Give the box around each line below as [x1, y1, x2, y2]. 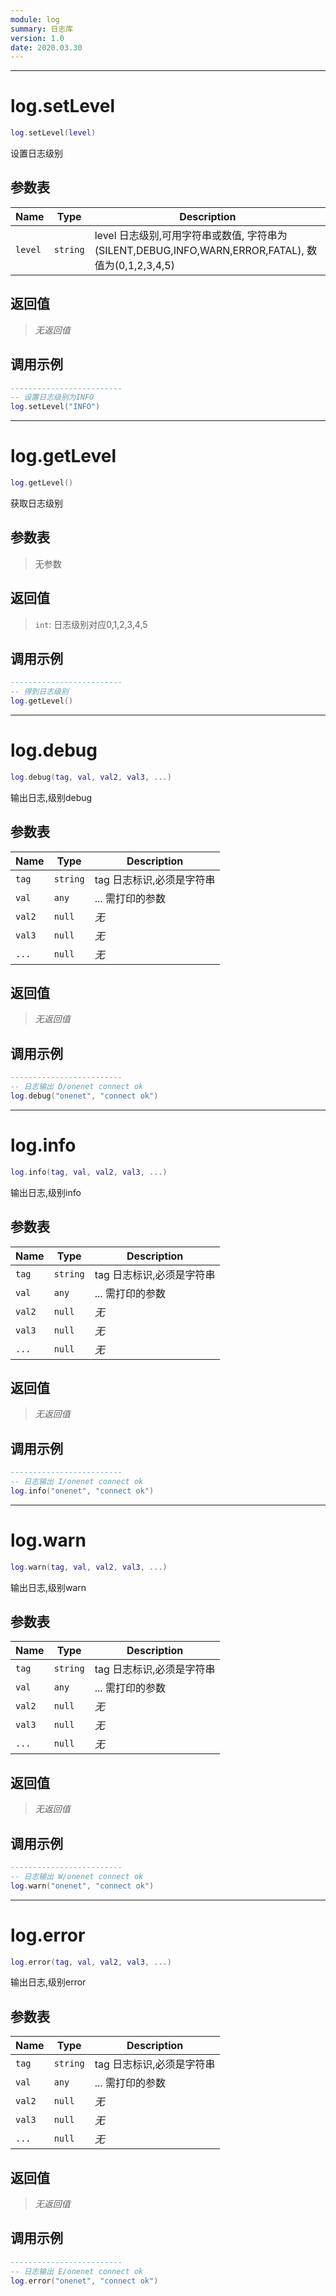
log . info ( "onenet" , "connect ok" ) [10, 1486, 155, 1496]
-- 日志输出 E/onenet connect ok [10, 2266, 144, 2276]
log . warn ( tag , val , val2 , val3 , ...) [10, 1562, 168, 1572]
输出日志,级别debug [10, 791, 93, 803]
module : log [10, 14, 60, 25]
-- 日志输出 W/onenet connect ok [10, 1871, 144, 1881]
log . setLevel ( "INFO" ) [10, 402, 101, 412]
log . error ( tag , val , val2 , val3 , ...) [10, 1957, 172, 1967]
